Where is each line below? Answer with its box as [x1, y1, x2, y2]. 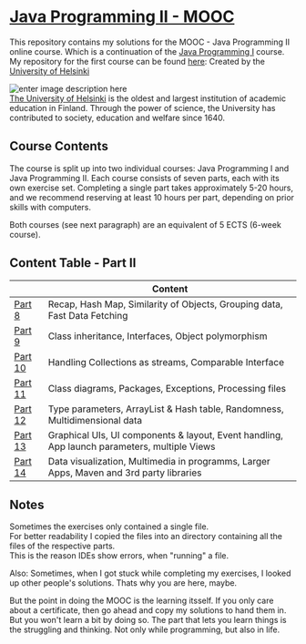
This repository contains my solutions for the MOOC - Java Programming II [9, 36, 291, 47]
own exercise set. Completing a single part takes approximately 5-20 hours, [9, 182, 294, 193]
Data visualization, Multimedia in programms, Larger [47, 455, 270, 467]
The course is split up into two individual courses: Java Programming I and [9, 162, 290, 174]
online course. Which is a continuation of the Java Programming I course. [9, 46, 285, 56]
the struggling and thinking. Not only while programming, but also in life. [9, 624, 280, 635]
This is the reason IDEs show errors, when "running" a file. [9, 550, 229, 561]
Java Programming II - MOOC [9, 6, 235, 27]
